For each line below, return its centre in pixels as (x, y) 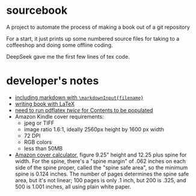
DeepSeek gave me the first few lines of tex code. (68, 56)
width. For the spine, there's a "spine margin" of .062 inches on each (100, 161)
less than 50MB (43, 148)
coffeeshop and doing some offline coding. (60, 45)
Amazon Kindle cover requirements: (59, 116)
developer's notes (53, 81)
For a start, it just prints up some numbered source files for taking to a (93, 38)
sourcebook (37, 10)
